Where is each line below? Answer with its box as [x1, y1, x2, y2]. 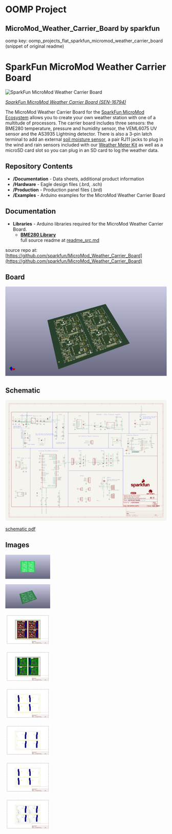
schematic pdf [5, 526, 36, 532]
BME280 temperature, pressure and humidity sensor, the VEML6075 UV [5, 125, 157, 132]
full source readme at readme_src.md [20, 237, 100, 243]
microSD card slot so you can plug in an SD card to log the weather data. [5, 147, 159, 153]
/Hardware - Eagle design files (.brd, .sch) [12, 181, 102, 187]
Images [5, 541, 30, 549]
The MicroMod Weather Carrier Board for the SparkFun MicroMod [5, 109, 145, 115]
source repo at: [5, 247, 37, 253]
